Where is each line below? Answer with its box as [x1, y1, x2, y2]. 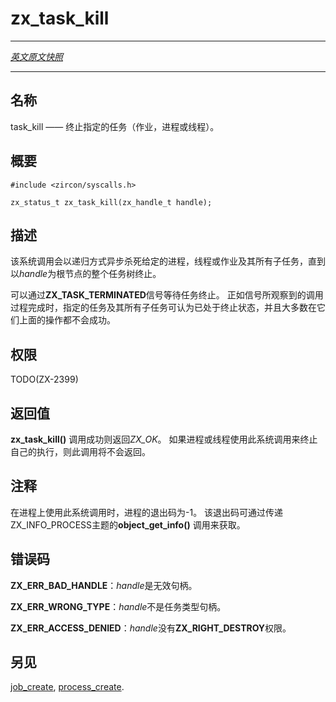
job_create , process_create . [10, 681, 125, 693]
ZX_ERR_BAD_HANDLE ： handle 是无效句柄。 [10, 579, 198, 591]
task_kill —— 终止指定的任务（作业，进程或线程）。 [10, 120, 220, 132]
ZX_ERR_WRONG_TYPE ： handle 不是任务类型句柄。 [10, 600, 227, 612]
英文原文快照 [10, 50, 63, 62]
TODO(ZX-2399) [10, 373, 79, 386]
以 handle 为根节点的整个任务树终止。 [10, 268, 162, 280]
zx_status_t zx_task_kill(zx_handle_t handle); [10, 197, 213, 207]
